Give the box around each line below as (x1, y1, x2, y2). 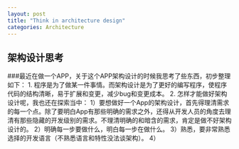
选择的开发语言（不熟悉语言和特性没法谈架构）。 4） (7, 134, 160, 143)
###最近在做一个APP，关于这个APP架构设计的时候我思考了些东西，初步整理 (7, 72, 231, 80)
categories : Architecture (7, 23, 84, 31)
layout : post (7, 10, 46, 18)
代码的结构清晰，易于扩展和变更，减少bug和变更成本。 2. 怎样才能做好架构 (7, 89, 228, 98)
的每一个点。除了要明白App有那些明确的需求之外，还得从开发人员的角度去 (7, 107, 225, 116)
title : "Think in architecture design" (7, 17, 126, 24)
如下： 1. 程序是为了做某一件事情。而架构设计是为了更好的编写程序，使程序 (7, 81, 228, 89)
